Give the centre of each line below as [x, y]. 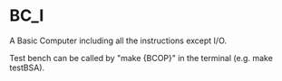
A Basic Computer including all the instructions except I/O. [118, 40]
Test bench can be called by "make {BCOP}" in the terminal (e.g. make [141, 58]
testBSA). [27, 67]
